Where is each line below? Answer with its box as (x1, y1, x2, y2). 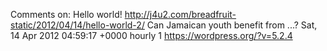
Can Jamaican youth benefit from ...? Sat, (146, 19, 318, 31)
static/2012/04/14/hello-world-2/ (10, 19, 145, 31)
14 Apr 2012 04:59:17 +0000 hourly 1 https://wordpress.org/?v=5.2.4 (10, 30, 293, 41)
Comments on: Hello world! (10, 9, 123, 20)
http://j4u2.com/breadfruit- (124, 9, 237, 20)
